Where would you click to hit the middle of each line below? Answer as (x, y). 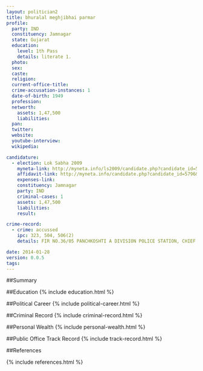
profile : (17, 23)
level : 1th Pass (38, 51)
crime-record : (24, 224)
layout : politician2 (32, 12)
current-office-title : (40, 85)
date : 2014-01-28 (28, 252)
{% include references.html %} (45, 362)
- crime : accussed (35, 230)
